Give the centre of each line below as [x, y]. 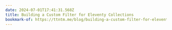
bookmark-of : [19, 19]
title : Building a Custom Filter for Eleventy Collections [70, 15]
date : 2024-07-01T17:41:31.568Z [40, 10]
